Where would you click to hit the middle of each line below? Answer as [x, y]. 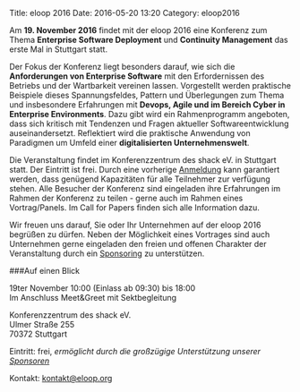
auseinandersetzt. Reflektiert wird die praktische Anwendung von [130, 133]
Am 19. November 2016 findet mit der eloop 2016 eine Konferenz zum [138, 30]
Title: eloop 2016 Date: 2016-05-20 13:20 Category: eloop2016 [124, 13]
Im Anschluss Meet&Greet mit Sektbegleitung [93, 298]
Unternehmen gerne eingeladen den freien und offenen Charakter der [138, 244]
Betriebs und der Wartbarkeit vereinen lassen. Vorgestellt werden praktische [150, 85]
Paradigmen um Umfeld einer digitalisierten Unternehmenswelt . [129, 143]
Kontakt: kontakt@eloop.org [61, 378]
